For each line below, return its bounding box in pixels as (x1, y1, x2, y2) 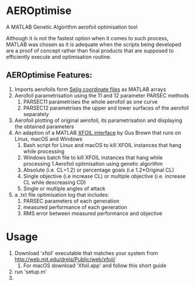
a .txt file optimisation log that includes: (14, 191, 110, 198)
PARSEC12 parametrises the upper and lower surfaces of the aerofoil (23, 104, 189, 111)
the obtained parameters (14, 123, 74, 130)
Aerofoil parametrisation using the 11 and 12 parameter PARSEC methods (14, 92, 189, 99)
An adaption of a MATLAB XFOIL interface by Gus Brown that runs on (14, 129, 182, 136)
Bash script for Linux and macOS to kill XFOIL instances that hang (23, 141, 182, 148)
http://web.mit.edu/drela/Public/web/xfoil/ (14, 256, 116, 263)
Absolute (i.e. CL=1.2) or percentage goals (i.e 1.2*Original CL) (23, 166, 175, 173)
